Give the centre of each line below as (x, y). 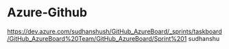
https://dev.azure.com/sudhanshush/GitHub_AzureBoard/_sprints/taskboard (114, 31)
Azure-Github (47, 13)
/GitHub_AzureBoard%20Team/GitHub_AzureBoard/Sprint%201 (97, 38)
